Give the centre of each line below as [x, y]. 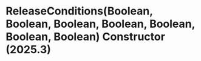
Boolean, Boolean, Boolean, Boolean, [101, 24]
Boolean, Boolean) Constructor [85, 37]
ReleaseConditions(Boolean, [79, 11]
